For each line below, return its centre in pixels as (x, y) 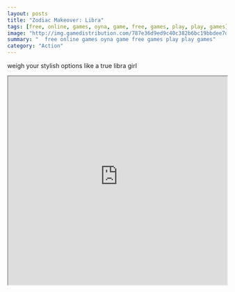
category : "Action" (35, 46)
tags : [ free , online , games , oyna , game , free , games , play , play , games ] (118, 26)
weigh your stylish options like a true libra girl (72, 66)
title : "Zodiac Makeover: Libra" (56, 20)
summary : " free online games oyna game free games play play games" (112, 40)
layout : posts (28, 14)
